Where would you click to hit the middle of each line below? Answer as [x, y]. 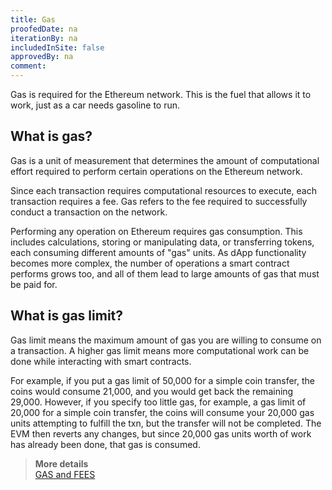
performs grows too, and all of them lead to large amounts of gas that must [165, 273]
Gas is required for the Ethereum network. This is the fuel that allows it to [161, 94]
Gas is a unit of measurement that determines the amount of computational [165, 160]
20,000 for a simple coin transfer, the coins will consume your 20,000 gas [162, 412]
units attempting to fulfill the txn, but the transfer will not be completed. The [166, 423]
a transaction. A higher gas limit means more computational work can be [160, 350]
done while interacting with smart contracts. [101, 361]
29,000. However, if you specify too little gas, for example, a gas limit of [158, 402]
